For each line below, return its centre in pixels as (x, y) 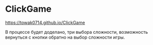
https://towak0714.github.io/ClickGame (45, 22)
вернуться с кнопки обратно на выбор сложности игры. (65, 37)
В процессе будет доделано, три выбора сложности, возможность (76, 32)
